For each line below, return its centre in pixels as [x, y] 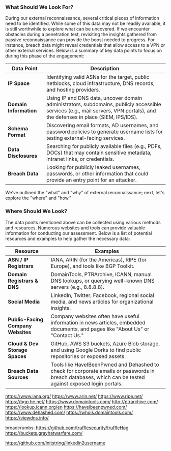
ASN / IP [18, 259]
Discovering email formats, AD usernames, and [103, 126]
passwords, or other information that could [97, 174]
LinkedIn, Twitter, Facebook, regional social [102, 295]
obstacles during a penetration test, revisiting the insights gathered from [81, 35]
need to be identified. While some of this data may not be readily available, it [85, 23]
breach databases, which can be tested [98, 377]
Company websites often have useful [95, 316]
